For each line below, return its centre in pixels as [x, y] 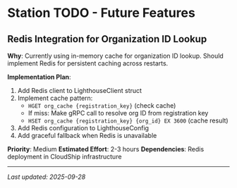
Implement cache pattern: [55, 98]
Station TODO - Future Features [101, 13]
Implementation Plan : [39, 77]
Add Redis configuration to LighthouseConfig [83, 128]
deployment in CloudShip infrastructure [65, 157]
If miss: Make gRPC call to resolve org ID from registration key [118, 113]
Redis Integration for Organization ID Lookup [107, 39]
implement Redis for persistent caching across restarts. [88, 63]
